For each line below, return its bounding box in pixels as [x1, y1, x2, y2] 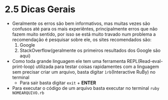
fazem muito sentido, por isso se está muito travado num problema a [12, 31, 156, 37]
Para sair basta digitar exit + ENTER [19, 80, 96, 86]
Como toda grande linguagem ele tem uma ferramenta [12, 58, 126, 64]
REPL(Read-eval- [127, 58, 163, 64]
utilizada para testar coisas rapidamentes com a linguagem [36, 63, 159, 70]
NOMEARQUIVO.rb [12, 90, 45, 95]
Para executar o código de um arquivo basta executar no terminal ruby [12, 85, 160, 91]
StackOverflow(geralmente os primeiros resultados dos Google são [19, 47, 161, 53]
